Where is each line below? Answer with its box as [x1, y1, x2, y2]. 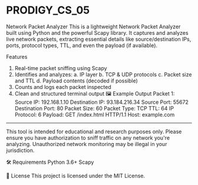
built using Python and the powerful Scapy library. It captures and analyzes [6, 29, 189, 36]
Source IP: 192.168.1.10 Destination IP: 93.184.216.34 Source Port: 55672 [14, 98, 189, 105]
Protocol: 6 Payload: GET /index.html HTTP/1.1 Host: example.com [14, 111, 175, 118]
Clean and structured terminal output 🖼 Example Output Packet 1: [14, 90, 175, 97]
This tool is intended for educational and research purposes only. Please [6, 128, 182, 135]
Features [6, 53, 28, 60]
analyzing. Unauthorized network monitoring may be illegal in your [6, 140, 167, 147]
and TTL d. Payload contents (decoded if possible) [14, 77, 138, 84]
